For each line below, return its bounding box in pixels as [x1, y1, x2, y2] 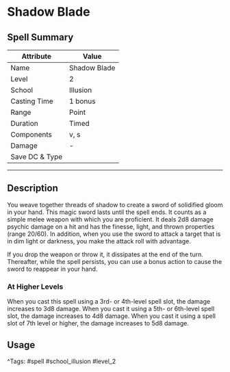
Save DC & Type [10, 152, 63, 161]
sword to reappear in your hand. [7, 265, 98, 273]
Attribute [21, 52, 52, 61]
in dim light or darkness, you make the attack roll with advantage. [7, 237, 192, 245]
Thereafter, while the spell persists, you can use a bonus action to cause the [7, 257, 222, 265]
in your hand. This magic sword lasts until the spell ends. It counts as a [7, 208, 207, 216]
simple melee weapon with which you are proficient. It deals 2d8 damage [7, 215, 214, 223]
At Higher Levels [7, 282, 64, 291]
